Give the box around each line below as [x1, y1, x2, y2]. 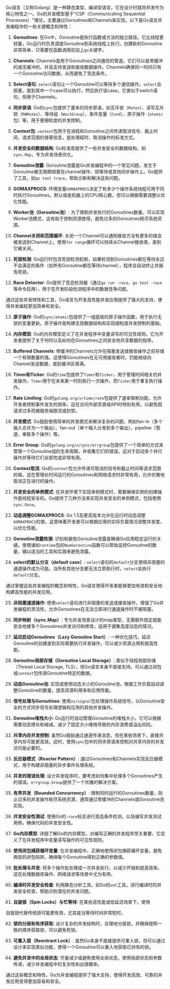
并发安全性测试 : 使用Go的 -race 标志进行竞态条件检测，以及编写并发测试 [13, 814, 162, 819]
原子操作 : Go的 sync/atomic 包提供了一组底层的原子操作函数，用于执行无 [13, 314, 162, 320]
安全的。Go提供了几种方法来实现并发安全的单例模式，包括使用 [30, 495, 161, 501]
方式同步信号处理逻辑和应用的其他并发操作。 [22, 704, 115, 710]
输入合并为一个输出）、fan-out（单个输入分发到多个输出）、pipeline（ [13, 425, 156, 431]
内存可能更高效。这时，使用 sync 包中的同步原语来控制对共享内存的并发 [17, 738, 164, 745]
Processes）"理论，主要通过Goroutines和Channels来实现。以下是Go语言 [6, 17, 158, 23]
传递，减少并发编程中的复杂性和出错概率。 [13, 961, 102, 967]
